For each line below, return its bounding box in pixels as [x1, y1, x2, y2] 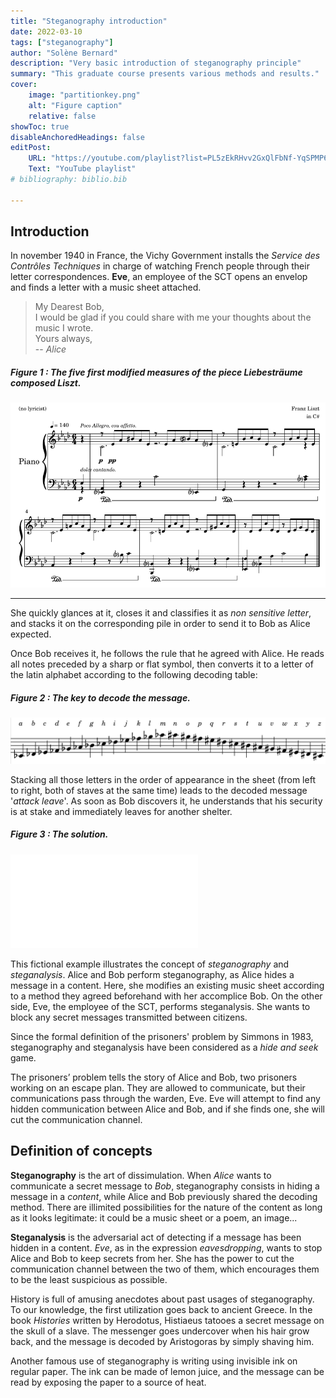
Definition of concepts [10, 1143, 153, 1160]
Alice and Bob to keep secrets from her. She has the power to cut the [10, 1252, 295, 1264]
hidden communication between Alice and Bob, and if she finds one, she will [10, 1103, 326, 1115]
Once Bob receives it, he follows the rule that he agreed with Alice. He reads [10, 648, 325, 660]
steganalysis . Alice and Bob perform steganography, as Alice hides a [10, 968, 295, 980]
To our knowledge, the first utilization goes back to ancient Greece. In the [10, 1303, 313, 1315]
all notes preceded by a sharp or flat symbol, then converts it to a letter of [10, 658, 314, 670]
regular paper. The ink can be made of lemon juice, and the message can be [10, 1365, 325, 1377]
